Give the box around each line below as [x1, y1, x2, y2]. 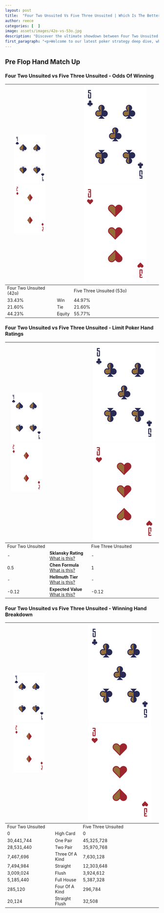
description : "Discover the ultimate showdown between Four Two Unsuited [5, 34, 159, 39]
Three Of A [55, 851, 77, 857]
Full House [55, 877, 77, 883]
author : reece [5, 18, 34, 23]
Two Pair [55, 844, 73, 850]
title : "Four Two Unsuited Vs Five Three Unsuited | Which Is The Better [5, 13, 161, 18]
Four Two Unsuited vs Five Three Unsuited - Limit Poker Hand [5, 324, 154, 331]
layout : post [5, 8, 32, 13]
